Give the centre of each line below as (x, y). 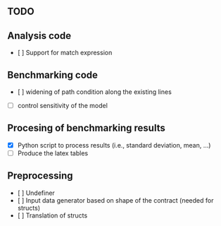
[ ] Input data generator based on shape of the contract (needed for (115, 200)
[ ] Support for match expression (65, 53)
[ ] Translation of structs (52, 215)
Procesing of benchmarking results (86, 128)
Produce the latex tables (53, 153)
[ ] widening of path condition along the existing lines (95, 92)
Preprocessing (40, 176)
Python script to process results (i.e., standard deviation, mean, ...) (114, 145)
